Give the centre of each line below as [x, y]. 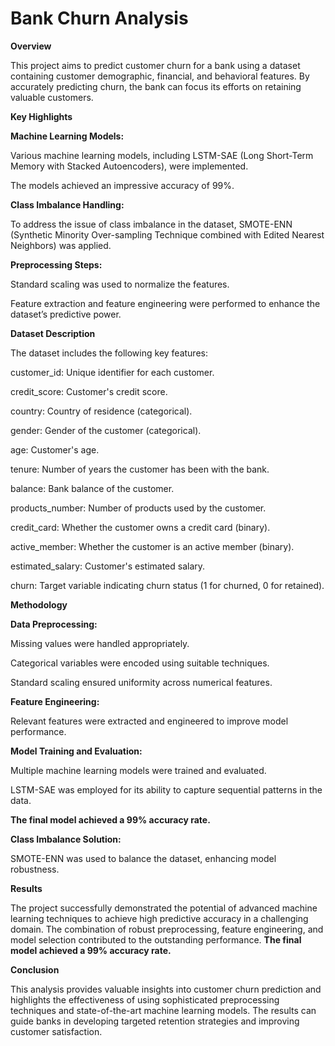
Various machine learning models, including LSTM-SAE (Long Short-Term [162, 155]
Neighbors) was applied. [61, 245]
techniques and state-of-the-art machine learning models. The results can [163, 1010]
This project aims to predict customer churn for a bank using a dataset [155, 65]
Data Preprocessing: [54, 624]
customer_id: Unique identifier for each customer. [112, 372]
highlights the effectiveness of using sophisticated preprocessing [145, 999]
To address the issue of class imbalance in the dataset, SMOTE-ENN [151, 224]
